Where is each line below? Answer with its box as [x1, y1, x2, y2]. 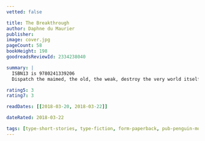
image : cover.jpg [6, 37, 51, 43]
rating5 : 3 [6, 87, 34, 93]
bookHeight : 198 [6, 48, 48, 55]
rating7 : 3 [6, 92, 34, 99]
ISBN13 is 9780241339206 [12, 70, 75, 77]
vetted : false [6, 9, 43, 15]
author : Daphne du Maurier [6, 26, 75, 32]
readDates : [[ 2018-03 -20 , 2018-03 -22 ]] [6, 104, 108, 110]
